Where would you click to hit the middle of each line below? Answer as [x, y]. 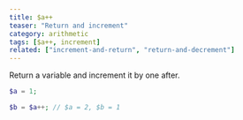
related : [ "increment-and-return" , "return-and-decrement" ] [122, 50]
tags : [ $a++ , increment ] [55, 42]
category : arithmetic [49, 34]
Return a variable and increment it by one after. [95, 75]
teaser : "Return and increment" [68, 26]
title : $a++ [31, 17]
